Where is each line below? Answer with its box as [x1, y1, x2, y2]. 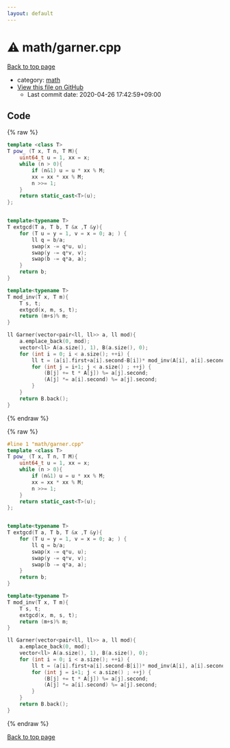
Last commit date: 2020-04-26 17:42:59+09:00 [27, 90, 162, 98]
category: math [16, 75, 60, 84]
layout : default [7, 10, 53, 17]
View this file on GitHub [16, 83, 84, 91]
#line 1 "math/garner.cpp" [7, 441, 84, 447]
